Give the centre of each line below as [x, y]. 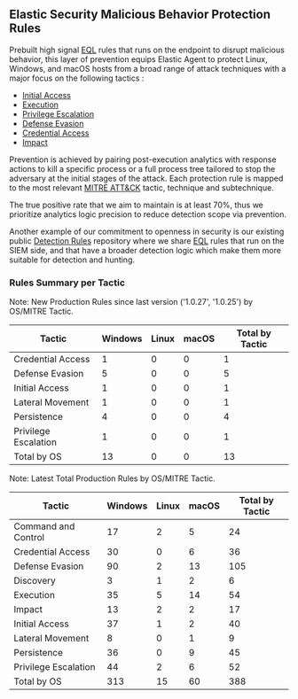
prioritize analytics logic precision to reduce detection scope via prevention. [148, 214]
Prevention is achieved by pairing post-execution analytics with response [143, 159]
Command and [44, 526]
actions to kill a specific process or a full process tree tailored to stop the [142, 168]
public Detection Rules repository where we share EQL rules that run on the [147, 241]
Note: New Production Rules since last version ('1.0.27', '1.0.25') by [131, 302]
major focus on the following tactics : [77, 78]
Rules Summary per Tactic [67, 283]
